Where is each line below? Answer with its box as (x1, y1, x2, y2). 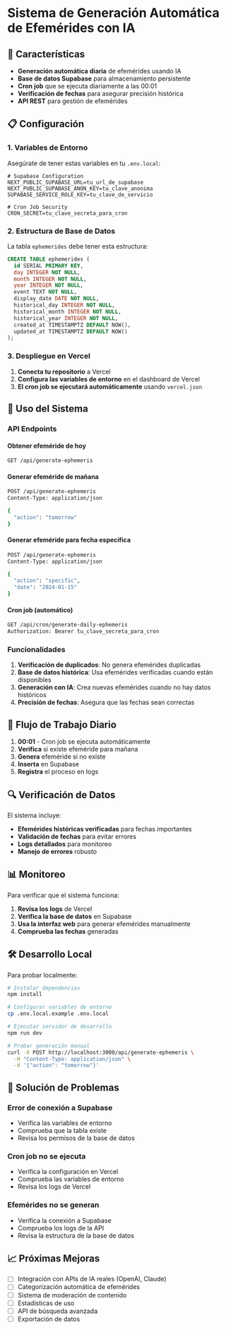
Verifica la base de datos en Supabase (17, 912, 132, 920)
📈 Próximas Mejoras (7, 1252, 100, 1264)
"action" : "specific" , (13, 577, 81, 584)
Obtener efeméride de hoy (7, 441, 87, 450)
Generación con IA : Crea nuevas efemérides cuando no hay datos (17, 683, 211, 691)
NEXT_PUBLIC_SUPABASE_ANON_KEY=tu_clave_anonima (7, 185, 153, 192)
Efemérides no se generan (7, 1200, 100, 1210)
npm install (7, 991, 42, 998)
